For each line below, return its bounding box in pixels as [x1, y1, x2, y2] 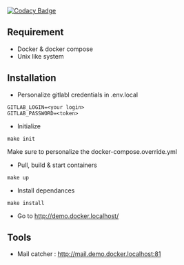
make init [7, 135, 36, 142]
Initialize [17, 121, 41, 130]
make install [7, 199, 45, 206]
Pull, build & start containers [17, 161, 98, 169]
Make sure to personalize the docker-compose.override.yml [7, 147, 178, 155]
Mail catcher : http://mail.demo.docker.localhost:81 [17, 250, 161, 258]
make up [7, 174, 30, 181]
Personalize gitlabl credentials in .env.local [17, 90, 139, 99]
